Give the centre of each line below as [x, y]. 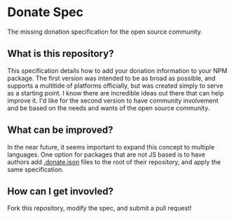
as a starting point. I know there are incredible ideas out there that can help [116, 93]
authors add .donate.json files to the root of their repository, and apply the [114, 161]
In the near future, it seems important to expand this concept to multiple [111, 147]
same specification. [36, 169]
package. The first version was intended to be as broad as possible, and [111, 78]
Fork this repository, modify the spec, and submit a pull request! [99, 208]
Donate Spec [46, 12]
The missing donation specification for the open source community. [105, 32]
